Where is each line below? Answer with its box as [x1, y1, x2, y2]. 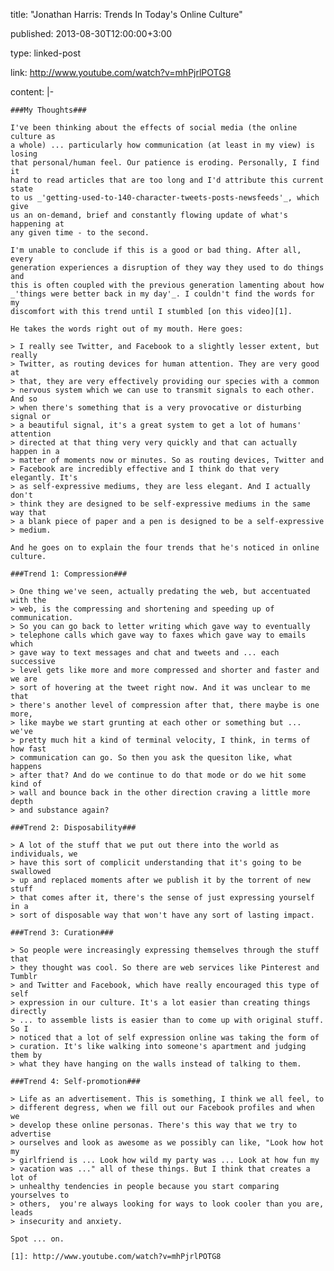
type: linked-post [10, 47, 81, 59]
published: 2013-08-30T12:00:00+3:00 [10, 28, 173, 39]
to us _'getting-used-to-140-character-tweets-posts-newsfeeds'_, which [10, 193, 320, 203]
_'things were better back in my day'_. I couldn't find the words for [10, 289, 315, 299]
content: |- [10, 86, 55, 98]
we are [10, 674, 38, 684]
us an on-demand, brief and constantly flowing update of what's [10, 210, 288, 220]
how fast [10, 744, 47, 754]
